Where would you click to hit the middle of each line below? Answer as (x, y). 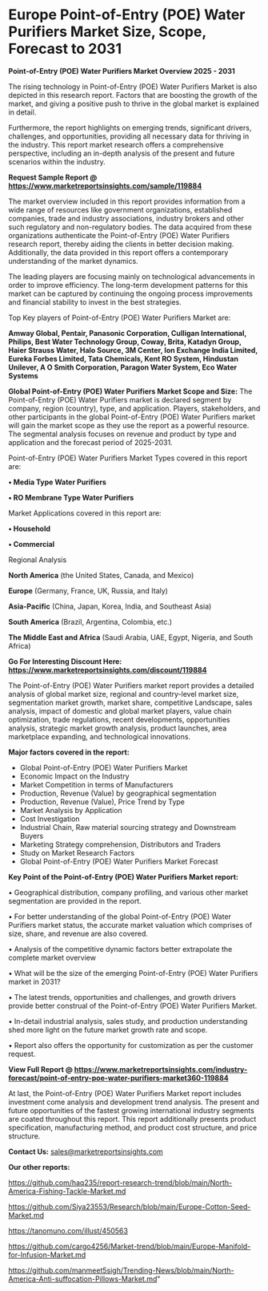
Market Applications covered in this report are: (85, 513)
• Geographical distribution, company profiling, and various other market (128, 892)
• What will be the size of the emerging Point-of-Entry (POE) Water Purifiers (133, 973)
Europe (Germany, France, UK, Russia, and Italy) (88, 590)
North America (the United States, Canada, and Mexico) (101, 575)
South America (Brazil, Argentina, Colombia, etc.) (90, 621)
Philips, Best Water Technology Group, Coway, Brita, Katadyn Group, (125, 342)
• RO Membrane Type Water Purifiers (71, 497)
